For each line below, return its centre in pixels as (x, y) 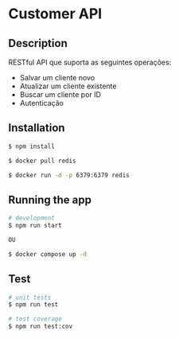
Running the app (50, 200)
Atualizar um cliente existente (68, 86)
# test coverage (35, 319)
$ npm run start (35, 226)
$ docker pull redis (43, 161)
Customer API (55, 14)
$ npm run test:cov (41, 327)
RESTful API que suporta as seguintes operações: (90, 62)
